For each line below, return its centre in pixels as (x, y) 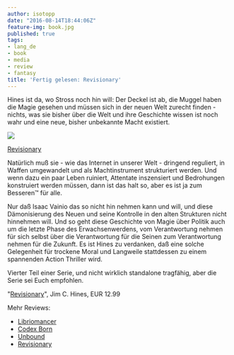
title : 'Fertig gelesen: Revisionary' (64, 80)
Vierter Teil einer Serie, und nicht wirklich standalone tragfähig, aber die (112, 273)
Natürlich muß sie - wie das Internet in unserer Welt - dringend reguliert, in (116, 163)
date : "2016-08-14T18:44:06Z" (52, 21)
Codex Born (35, 329)
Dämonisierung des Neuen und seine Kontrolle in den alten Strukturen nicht (117, 214)
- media (19, 60)
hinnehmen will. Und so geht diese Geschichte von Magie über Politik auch (116, 222)
